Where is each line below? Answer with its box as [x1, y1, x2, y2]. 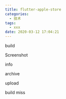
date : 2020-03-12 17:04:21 [5, 29, 59, 34]
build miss [5, 90, 26, 95]
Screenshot [5, 52, 28, 58]
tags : [5, 20, 16, 26]
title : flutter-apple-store [5, 7, 62, 12]
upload [5, 80, 19, 86]
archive [5, 71, 20, 76]
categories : [5, 12, 29, 16]
